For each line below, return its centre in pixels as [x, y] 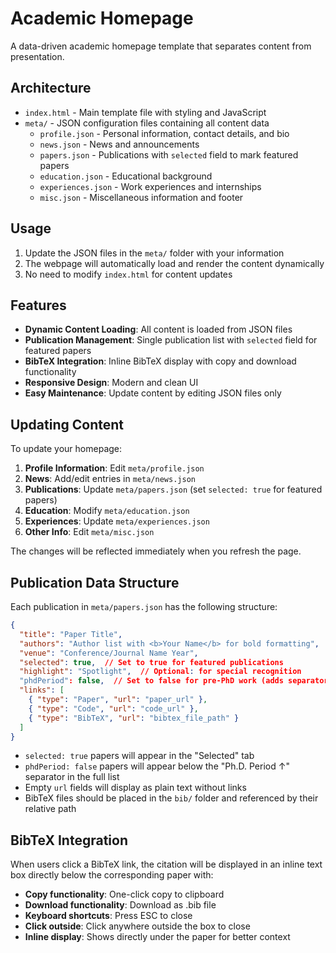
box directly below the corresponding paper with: [112, 875]
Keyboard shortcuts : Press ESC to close [108, 916]
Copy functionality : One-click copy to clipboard [124, 894]
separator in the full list [72, 777]
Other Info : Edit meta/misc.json [89, 532]
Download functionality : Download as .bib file [120, 905]
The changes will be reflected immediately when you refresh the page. [156, 551]
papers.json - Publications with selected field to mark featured [169, 154]
